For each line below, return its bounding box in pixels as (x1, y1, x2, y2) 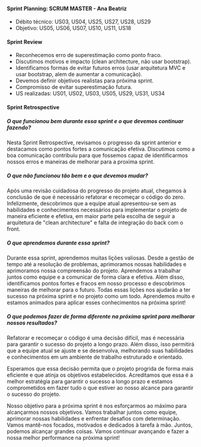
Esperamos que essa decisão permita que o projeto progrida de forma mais (7, 365, 194, 372)
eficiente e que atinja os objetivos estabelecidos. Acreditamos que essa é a (7, 371, 194, 379)
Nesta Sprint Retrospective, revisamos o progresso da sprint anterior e (7, 139, 182, 146)
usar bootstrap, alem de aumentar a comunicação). (15, 71, 143, 78)
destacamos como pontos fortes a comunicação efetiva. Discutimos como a (7, 145, 195, 153)
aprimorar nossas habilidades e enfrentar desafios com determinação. (7, 415, 181, 422)
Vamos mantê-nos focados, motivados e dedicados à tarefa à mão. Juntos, (7, 421, 193, 428)
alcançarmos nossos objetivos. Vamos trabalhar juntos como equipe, (7, 409, 178, 416)
